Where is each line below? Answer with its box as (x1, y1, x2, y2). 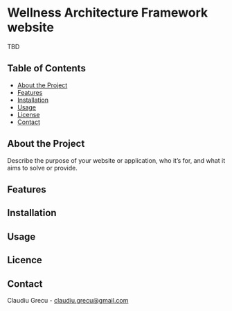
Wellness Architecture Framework (7, 5, 208, 21)
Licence (7, 254, 43, 266)
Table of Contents (7, 62, 87, 74)
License (17, 110, 40, 118)
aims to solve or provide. (7, 163, 78, 172)
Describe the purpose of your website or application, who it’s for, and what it (7, 156, 226, 164)
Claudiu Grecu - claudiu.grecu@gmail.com (7, 296, 129, 304)
